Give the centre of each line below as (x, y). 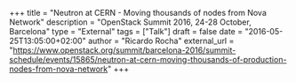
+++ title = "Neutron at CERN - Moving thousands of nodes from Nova (138, 13)
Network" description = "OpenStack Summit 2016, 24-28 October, (130, 22)
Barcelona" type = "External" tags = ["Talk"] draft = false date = (126, 31)
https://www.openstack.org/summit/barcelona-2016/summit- (124, 50)
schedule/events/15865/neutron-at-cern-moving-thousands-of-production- (148, 60)
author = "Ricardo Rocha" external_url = (161, 41)
